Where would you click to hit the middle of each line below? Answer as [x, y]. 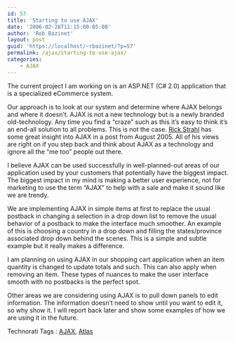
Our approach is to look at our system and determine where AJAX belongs [115, 107]
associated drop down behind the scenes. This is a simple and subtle [107, 238]
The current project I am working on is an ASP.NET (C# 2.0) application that [117, 85]
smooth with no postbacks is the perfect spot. [74, 282]
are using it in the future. [43, 317]
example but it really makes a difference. [66, 245]
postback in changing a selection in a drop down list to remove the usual [112, 216]
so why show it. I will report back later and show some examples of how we [116, 310]
